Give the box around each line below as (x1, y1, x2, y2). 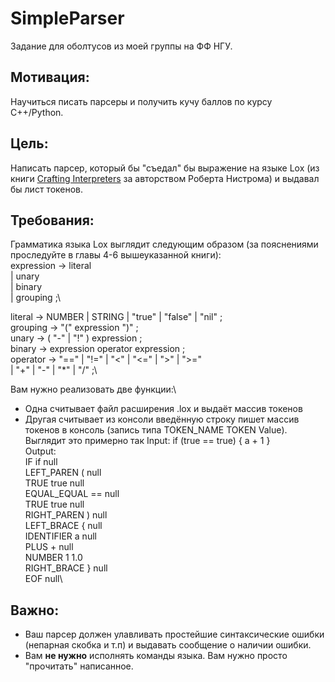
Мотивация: (10, 69, 90, 86)
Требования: (10, 212, 95, 229)
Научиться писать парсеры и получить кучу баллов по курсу (10, 95, 273, 107)
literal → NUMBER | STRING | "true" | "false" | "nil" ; (10, 311, 223, 323)
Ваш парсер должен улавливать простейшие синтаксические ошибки (24, 628, 325, 641)
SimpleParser (10, 7, 125, 30)
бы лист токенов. (10, 183, 84, 195)
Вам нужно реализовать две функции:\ (10, 383, 177, 396)
